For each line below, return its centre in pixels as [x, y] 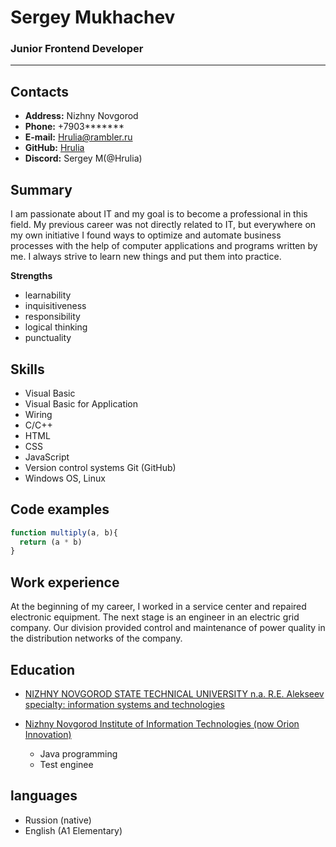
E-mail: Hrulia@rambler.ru [78, 137]
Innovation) [48, 734]
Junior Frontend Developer [77, 49]
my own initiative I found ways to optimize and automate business [146, 235]
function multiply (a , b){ [64, 532]
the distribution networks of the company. [96, 638]
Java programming [78, 753]
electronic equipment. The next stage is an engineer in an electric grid [155, 617]
